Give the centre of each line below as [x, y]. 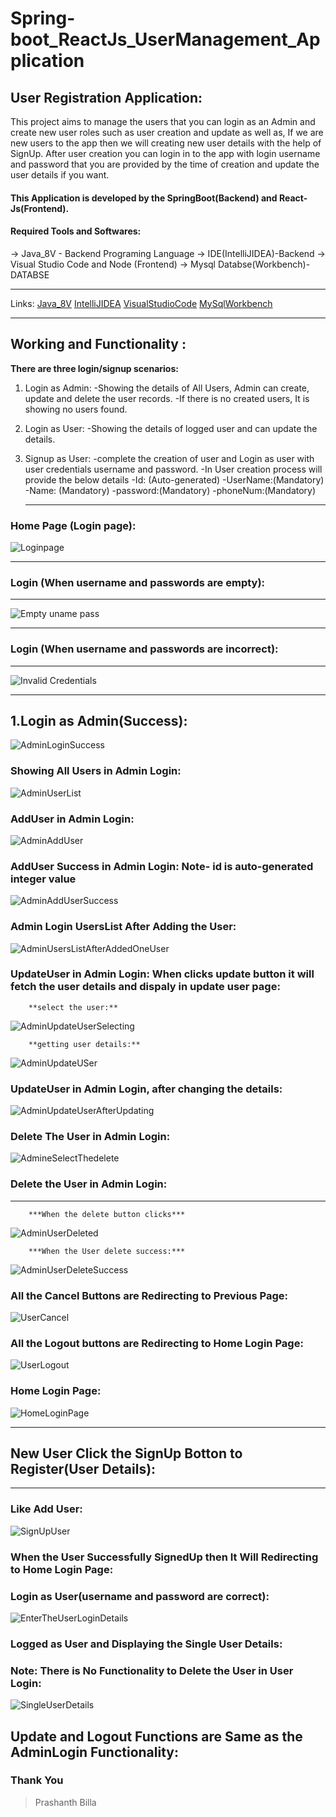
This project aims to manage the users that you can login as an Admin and [163, 121]
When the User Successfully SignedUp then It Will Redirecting [164, 1557]
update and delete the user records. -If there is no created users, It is [167, 398]
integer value [43, 879]
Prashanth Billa [65, 1802]
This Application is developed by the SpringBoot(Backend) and [144, 198]
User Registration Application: [106, 97]
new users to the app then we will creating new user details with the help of [166, 143]
